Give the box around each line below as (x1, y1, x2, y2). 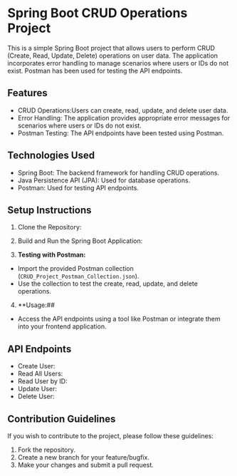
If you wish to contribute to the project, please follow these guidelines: (7, 432, 214, 440)
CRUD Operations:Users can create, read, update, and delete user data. (17, 105, 228, 115)
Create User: (17, 362, 56, 371)
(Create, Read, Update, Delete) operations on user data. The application (7, 51, 218, 60)
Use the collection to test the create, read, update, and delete (17, 279, 198, 288)
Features (7, 87, 48, 99)
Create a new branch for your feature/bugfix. (17, 453, 149, 461)
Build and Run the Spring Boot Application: (17, 237, 143, 245)
